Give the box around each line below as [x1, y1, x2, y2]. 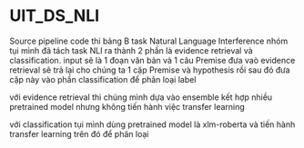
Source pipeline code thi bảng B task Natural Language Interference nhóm [9, 35, 289, 46]
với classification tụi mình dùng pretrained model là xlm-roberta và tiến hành [9, 119, 296, 130]
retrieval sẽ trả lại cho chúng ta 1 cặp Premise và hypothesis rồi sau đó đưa [9, 64, 290, 75]
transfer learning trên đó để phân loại [9, 128, 149, 139]
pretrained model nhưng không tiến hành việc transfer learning [9, 101, 246, 112]
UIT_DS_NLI [9, 5, 100, 26]
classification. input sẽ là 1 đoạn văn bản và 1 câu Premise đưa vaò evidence [9, 54, 296, 65]
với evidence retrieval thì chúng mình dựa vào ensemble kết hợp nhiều [9, 92, 273, 103]
